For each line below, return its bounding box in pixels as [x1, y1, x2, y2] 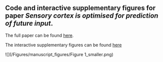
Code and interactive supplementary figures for [5, 4, 156, 12]
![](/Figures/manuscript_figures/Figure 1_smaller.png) [5, 51, 114, 57]
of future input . [5, 19, 54, 28]
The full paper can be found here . [5, 32, 74, 38]
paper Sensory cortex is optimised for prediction [5, 12, 159, 20]
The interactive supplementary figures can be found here [5, 42, 122, 48]
